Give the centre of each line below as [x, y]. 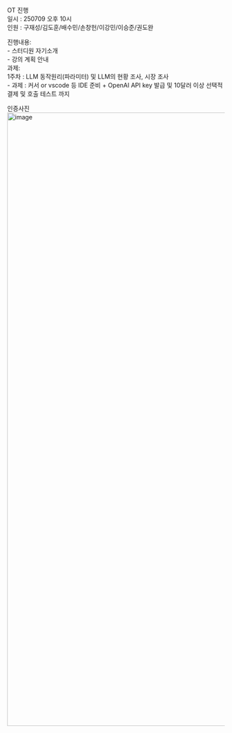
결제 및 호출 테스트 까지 [39, 94]
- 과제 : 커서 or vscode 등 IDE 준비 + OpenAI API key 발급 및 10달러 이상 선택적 [115, 85]
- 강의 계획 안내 [28, 59]
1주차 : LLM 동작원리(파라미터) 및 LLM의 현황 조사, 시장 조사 [88, 77]
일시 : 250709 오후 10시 [40, 19]
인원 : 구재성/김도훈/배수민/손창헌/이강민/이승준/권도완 [80, 27]
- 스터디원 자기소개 [33, 51]
